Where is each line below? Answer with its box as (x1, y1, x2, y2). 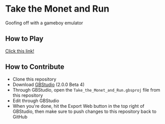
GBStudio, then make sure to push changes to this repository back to (12, 108, 157, 114)
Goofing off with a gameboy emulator (5, 20, 84, 26)
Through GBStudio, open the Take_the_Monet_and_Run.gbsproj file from (12, 87, 160, 93)
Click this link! (5, 48, 34, 54)
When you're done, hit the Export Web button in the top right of (12, 103, 145, 109)
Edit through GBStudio (12, 97, 59, 104)
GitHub (12, 113, 28, 119)
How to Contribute (5, 63, 65, 71)
